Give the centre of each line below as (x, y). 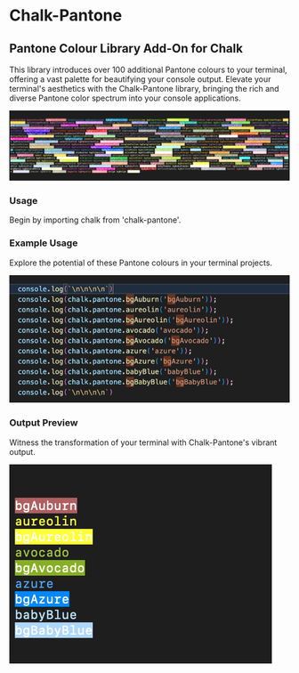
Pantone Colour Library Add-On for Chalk (126, 49)
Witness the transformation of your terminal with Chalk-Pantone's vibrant (143, 442)
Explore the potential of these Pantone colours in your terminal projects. (141, 263)
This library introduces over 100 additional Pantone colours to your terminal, (148, 69)
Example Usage (44, 243)
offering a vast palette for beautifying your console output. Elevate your (140, 79)
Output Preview (44, 423)
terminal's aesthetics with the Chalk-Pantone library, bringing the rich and (144, 89)
